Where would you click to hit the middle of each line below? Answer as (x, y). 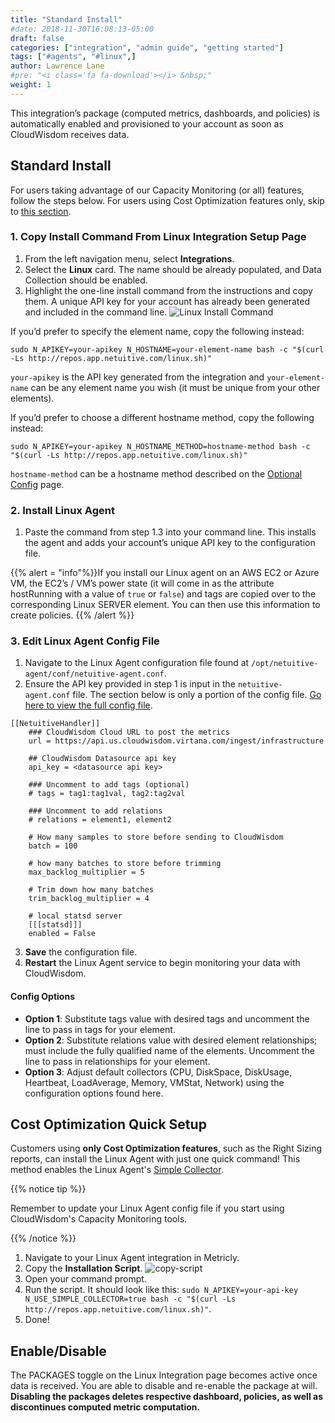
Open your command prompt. (85, 1279)
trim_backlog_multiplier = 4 (89, 899)
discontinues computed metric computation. (105, 1407)
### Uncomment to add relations (95, 811)
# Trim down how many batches (91, 890)
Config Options (42, 997)
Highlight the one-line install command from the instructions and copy (168, 290)
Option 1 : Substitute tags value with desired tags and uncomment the (167, 1018)
